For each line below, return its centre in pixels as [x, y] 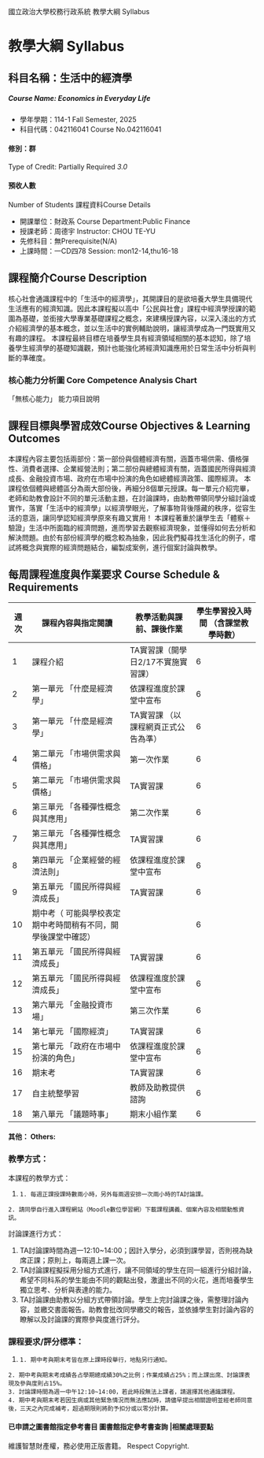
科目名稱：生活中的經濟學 [70, 78]
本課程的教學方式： [39, 1177]
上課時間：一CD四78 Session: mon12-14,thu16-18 [99, 251]
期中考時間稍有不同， [71, 924]
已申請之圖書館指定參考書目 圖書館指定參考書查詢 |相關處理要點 [111, 1427]
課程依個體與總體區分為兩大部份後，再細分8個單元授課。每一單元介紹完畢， [131, 488]
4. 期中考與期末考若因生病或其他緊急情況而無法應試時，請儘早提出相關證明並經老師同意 [130, 1400]
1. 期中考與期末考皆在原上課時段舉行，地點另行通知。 [95, 1359]
